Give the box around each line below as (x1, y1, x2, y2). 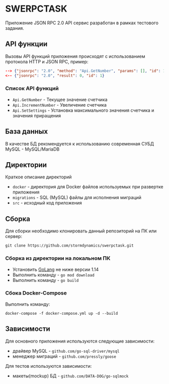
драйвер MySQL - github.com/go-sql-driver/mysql (12, 348, 120, 354)
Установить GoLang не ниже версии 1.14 (12, 266, 99, 272)
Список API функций (5, 85, 59, 92)
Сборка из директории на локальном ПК (5, 255, 111, 262)
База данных (5, 127, 48, 136)
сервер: (5, 233, 23, 239)
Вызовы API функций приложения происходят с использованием (5, 53, 145, 59)
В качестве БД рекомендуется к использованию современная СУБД (5, 140, 154, 147)
